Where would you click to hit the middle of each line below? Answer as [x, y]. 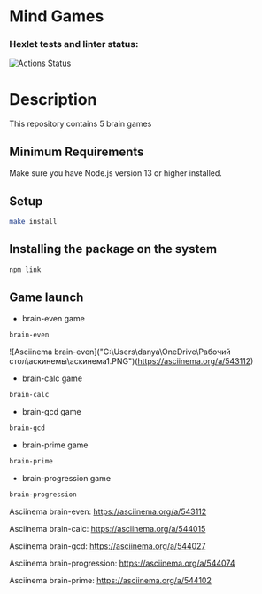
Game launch [46, 297]
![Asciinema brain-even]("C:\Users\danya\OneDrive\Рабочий [120, 352]
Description [53, 99]
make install [33, 222]
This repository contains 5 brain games [81, 124]
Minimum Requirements [77, 151]
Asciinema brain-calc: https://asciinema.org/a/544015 [108, 528]
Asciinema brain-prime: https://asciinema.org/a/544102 [111, 580]
